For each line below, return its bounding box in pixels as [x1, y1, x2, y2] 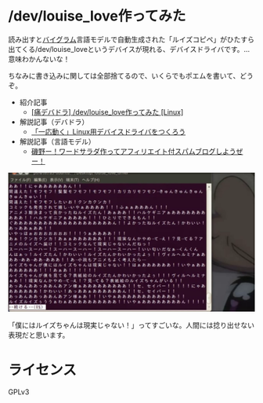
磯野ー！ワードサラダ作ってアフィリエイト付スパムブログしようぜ [31, 146, 243, 156]
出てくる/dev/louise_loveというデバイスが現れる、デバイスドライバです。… [8, 44, 250, 53]
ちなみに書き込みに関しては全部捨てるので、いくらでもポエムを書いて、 [8, 71, 240, 80]
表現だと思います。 [8, 331, 70, 340]
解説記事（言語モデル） [19, 137, 95, 146]
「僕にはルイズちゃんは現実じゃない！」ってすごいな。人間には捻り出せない [8, 321, 254, 330]
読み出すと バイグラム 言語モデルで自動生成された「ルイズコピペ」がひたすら [8, 35, 254, 44]
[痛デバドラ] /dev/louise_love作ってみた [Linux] [31, 107, 184, 116]
